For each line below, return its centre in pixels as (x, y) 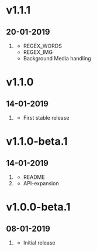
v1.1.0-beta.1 (37, 142)
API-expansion (41, 183)
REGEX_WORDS (43, 46)
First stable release (46, 118)
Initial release (39, 243)
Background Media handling (57, 58)
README (34, 177)
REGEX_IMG (38, 52)
